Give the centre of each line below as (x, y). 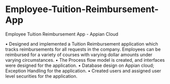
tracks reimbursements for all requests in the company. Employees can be (83, 49)
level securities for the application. (41, 76)
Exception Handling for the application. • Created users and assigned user (83, 71)
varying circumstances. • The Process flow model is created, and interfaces (85, 60)
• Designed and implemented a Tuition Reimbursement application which (82, 44)
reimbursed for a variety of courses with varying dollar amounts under (79, 55)
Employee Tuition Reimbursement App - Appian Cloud (62, 34)
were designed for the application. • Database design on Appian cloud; (80, 65)
